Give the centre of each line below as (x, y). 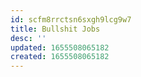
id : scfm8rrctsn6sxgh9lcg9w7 (71, 19)
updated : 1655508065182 (60, 47)
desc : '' (28, 38)
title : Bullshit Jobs (55, 29)
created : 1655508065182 (60, 57)
